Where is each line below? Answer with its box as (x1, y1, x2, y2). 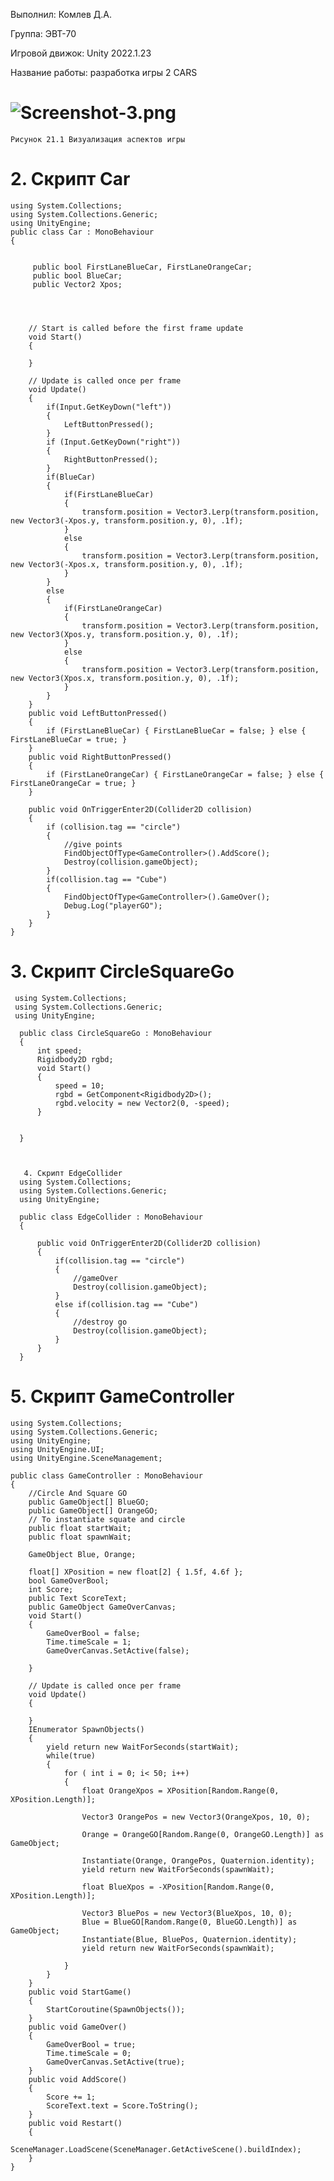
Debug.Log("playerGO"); (63, 900, 163, 911)
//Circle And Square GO (28, 1488, 128, 1498)
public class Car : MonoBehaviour (10, 227, 155, 237)
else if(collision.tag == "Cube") (54, 1299, 199, 1309)
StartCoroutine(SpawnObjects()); (46, 2004, 186, 2014)
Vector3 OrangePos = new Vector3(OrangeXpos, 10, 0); (81, 1812, 311, 1822)
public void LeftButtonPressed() (28, 708, 168, 718)
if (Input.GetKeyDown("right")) (46, 437, 182, 447)
